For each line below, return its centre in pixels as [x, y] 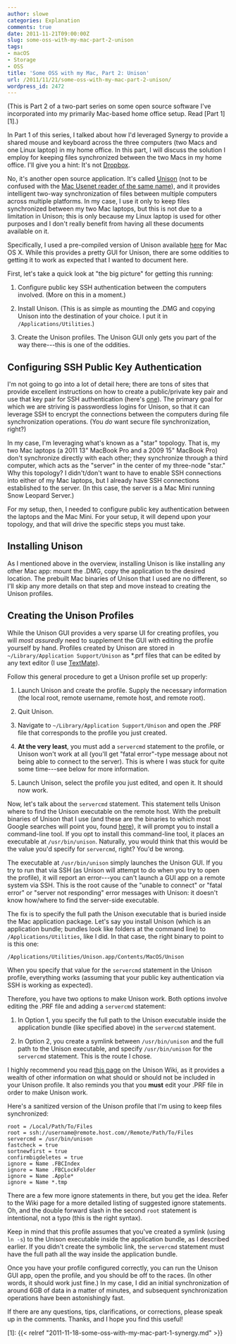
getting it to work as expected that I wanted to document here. [98, 260]
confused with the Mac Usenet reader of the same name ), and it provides [114, 186]
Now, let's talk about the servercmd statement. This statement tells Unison [114, 804]
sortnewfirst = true [38, 1151]
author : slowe [28, 14]
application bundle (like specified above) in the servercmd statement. [117, 1027]
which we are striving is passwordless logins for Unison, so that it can [108, 407]
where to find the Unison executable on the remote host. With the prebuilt [114, 811]
